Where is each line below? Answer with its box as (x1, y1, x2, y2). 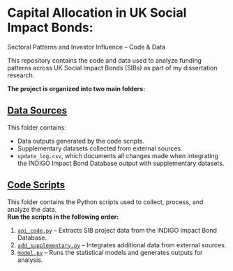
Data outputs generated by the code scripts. (17, 137, 145, 145)
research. (7, 71, 35, 79)
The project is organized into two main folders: (7, 84, 146, 93)
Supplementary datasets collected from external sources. (17, 144, 183, 153)
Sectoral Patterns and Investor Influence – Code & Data (7, 42, 166, 51)
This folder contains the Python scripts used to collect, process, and (7, 197, 204, 206)
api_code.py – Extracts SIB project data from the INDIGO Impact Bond (17, 226, 218, 234)
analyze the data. (7, 205, 57, 213)
